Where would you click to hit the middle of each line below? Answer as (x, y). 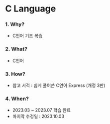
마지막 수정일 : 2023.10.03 (38, 116)
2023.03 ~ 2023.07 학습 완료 (42, 110)
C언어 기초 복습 (27, 36)
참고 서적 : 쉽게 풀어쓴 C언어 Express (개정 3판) (59, 85)
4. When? (17, 99)
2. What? (16, 49)
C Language (31, 9)
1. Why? (15, 24)
